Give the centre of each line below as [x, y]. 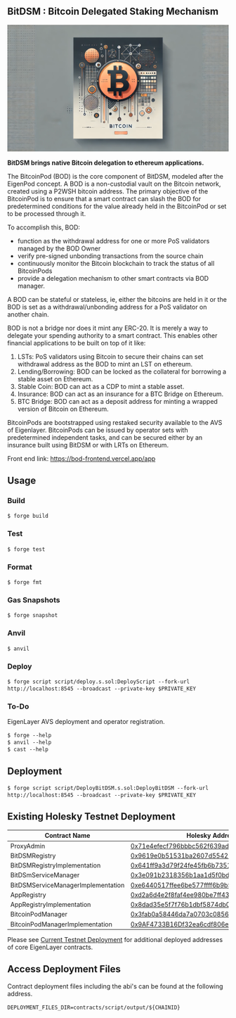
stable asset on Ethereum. [55, 378]
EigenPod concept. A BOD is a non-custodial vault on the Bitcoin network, [114, 184]
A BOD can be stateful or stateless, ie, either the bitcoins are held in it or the [117, 299]
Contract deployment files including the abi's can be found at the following [115, 986]
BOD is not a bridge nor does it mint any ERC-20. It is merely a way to [108, 328]
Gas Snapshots [34, 599]
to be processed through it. [47, 213]
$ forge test [26, 549]
